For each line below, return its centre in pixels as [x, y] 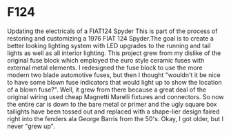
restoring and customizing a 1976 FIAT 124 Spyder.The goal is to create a [110, 38]
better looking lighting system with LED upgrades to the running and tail [109, 45]
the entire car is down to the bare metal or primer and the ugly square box [112, 104]
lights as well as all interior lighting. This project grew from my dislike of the [114, 53]
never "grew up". [31, 126]
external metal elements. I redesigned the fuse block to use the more [105, 67]
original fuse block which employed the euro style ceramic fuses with [106, 60]
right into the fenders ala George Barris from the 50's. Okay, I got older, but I [115, 118]
